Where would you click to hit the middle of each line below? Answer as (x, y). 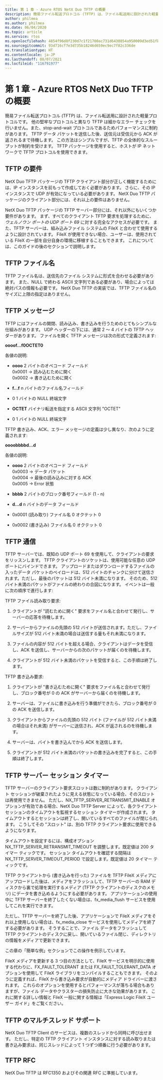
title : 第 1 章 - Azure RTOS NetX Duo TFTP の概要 (55, 9)
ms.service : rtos (23, 37)
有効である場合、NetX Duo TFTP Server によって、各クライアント (92, 806)
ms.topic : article (24, 32)
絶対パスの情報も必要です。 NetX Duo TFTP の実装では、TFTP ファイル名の (81, 288)
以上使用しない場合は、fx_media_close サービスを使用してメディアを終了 (82, 922)
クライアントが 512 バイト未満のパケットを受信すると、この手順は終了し (85, 660)
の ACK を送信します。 (34, 710)
